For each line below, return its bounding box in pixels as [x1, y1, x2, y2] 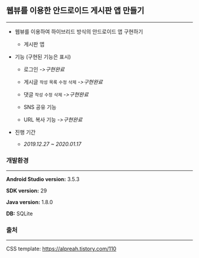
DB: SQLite [6, 210, 33, 217]
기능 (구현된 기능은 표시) [14, 53, 71, 60]
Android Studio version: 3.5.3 [6, 176, 80, 183]
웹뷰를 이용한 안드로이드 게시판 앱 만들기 [6, 5, 145, 16]
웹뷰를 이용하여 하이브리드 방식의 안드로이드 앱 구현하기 [14, 28, 143, 35]
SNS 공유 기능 [23, 103, 57, 111]
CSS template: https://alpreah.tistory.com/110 [6, 245, 117, 253]
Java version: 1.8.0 [6, 199, 53, 206]
